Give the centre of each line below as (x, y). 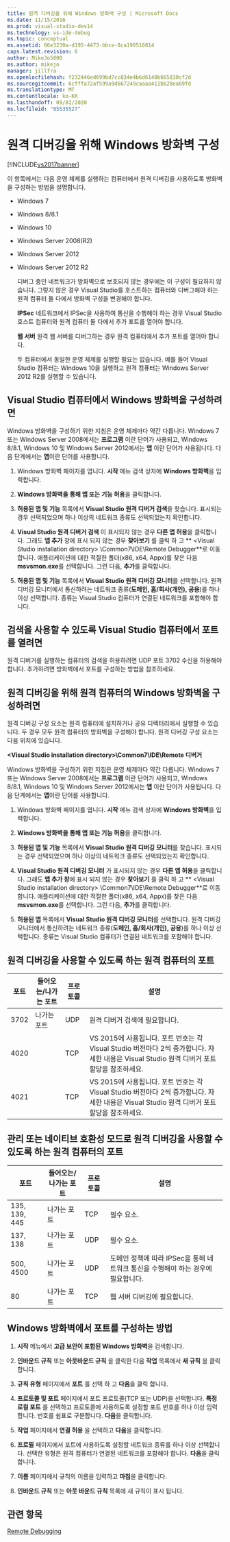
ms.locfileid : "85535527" (44, 109)
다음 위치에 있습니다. (35, 741)
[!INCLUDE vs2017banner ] (43, 164)
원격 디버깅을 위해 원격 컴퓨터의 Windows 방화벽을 (108, 693)
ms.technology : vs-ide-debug (49, 33)
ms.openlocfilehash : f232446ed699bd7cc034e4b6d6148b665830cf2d (99, 77)
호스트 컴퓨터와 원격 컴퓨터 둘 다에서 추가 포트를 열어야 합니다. (100, 321)
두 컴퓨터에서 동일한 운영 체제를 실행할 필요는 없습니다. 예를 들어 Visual (112, 359)
